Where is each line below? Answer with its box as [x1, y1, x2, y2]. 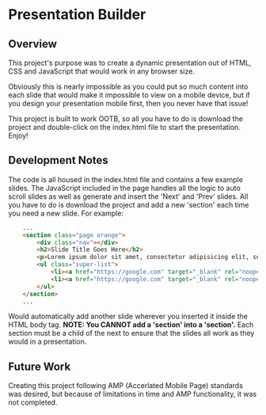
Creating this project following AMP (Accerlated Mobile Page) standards [8, 381, 244, 390]
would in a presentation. [8, 337, 87, 346]
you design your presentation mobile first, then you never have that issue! [8, 99, 249, 108]
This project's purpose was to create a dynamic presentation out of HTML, [8, 58, 252, 67]
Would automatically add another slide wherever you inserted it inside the [8, 311, 248, 322]
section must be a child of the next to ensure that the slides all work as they [8, 329, 255, 338]
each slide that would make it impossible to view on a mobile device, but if [8, 90, 251, 100]
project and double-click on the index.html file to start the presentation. [8, 123, 241, 131]
